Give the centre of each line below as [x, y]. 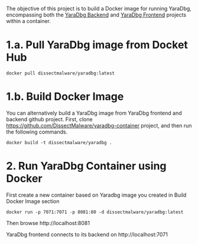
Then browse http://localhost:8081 [48, 223]
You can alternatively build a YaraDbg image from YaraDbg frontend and [94, 113]
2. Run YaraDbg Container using [86, 166]
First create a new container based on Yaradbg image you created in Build [96, 195]
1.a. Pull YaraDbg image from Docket [97, 45]
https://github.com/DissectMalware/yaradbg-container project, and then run [99, 125]
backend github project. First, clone [49, 119]
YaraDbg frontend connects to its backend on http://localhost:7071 [87, 234]
